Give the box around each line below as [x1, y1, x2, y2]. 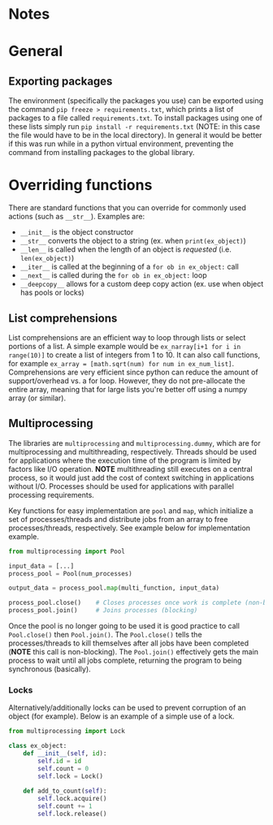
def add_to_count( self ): [23, 787, 107, 796]
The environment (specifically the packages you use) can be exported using [8, 96, 264, 106]
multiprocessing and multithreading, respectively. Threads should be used [8, 447, 258, 456]
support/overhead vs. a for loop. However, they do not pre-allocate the [8, 375, 245, 386]
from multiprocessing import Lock [8, 728, 126, 736]
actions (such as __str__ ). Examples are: [8, 212, 145, 222]
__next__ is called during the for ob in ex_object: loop [19, 270, 207, 280]
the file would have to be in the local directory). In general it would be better [8, 131, 262, 140]
